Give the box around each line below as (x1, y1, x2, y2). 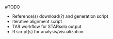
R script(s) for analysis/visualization (12, 29, 84, 34)
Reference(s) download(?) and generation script (12, 13, 108, 19)
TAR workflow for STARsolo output (12, 24, 81, 29)
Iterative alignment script (12, 19, 62, 24)
